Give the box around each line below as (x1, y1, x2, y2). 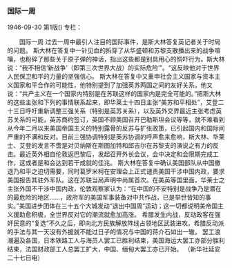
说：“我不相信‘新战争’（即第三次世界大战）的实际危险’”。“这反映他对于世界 (7, 64, 220, 72)
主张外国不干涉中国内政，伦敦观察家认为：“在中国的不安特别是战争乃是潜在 (7, 184, 222, 193)
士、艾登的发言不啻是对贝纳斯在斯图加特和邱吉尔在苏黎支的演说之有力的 (7, 142, 213, 150)
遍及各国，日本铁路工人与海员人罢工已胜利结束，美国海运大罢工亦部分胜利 (12, 236, 225, 245)
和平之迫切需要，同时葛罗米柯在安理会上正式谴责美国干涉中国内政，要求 (19, 167, 225, 175)
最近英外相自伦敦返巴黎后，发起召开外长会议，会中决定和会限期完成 (19, 150, 213, 158)
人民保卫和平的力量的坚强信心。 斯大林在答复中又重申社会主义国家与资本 (7, 73, 215, 81)
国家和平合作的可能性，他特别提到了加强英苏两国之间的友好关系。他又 (12, 81, 213, 89)
